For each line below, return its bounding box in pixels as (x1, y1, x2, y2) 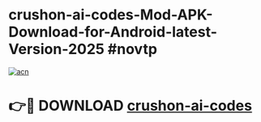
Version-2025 (8, 40, 105, 58)
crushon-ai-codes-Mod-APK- (8, 6, 213, 24)
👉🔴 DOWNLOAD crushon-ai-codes (8, 97, 253, 115)
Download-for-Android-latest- (8, 23, 217, 41)
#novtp (107, 40, 158, 58)
